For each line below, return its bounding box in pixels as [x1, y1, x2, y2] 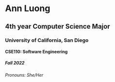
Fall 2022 [5, 60, 25, 66]
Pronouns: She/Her [5, 72, 44, 78]
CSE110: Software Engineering [5, 49, 68, 55]
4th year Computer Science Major [5, 22, 111, 31]
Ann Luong [5, 3, 50, 14]
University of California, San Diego [5, 37, 89, 44]
